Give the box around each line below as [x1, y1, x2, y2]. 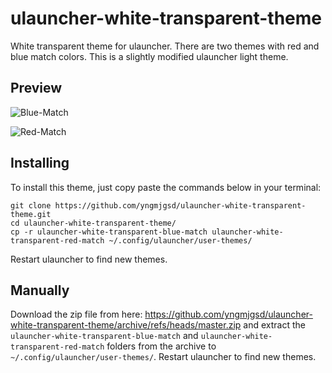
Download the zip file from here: [10, 308, 143, 321]
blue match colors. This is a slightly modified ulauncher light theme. [10, 50, 289, 62]
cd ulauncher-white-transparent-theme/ [10, 218, 177, 228]
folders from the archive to [106, 340, 217, 352]
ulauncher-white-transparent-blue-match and [10, 330, 199, 342]
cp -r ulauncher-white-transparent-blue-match [10, 227, 208, 237]
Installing [10, 155, 70, 172]
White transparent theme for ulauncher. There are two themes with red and [10, 40, 320, 52]
